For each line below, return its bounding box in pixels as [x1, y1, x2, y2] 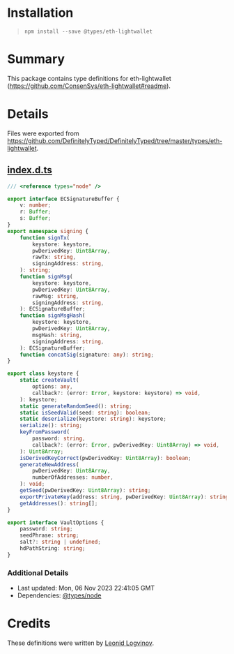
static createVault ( [19, 377, 79, 384]
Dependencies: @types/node [17, 591, 102, 600]
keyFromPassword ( [19, 429, 70, 436]
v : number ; [19, 202, 52, 209]
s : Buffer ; [19, 215, 52, 222]
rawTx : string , [32, 253, 77, 261]
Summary [7, 51, 65, 67]
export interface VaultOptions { [7, 519, 104, 526]
